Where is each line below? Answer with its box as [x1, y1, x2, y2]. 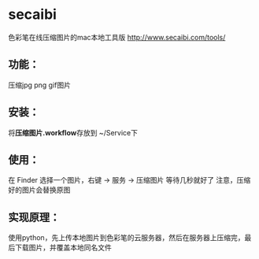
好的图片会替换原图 [8, 185, 71, 194]
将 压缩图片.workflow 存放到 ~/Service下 [8, 128, 138, 137]
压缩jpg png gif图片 [8, 80, 72, 90]
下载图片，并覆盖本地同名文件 [14, 242, 112, 253]
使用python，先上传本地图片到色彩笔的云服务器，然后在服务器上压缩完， [8, 233, 245, 242]
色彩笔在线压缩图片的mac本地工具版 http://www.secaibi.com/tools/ [8, 32, 226, 42]
